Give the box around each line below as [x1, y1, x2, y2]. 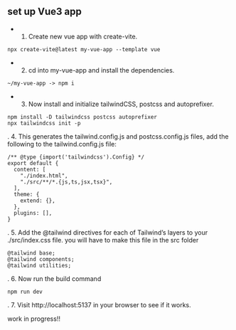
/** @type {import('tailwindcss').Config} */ [7, 153, 144, 161]
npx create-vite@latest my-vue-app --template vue [7, 46, 161, 53]
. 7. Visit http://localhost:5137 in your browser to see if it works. [7, 300, 192, 309]
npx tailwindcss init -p [7, 119, 81, 127]
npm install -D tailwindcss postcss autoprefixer [7, 113, 158, 120]
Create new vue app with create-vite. [28, 32, 138, 41]
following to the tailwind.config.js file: [7, 139, 117, 148]
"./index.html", [20, 172, 69, 179]
